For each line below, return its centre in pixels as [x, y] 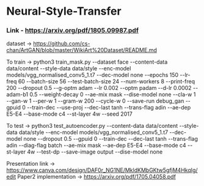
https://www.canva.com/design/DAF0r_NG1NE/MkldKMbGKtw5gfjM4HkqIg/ [102, 170]
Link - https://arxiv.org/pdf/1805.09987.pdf [73, 31]
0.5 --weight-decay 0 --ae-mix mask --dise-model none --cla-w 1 [113, 95]
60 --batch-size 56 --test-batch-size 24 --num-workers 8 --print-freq [107, 81]
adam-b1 [17, 95]
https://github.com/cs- [62, 43]
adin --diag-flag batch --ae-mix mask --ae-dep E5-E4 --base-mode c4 [96, 146]
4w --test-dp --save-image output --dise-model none [95, 152]
